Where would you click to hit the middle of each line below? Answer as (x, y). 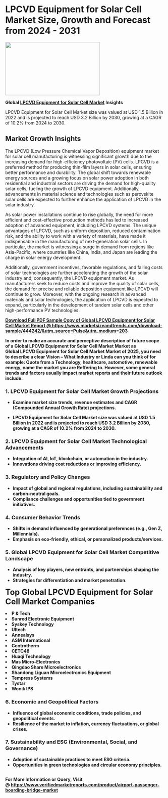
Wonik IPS (23, 689)
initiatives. (24, 504)
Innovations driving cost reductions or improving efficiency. (77, 464)
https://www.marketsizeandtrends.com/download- (107, 325)
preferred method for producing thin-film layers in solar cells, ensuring (78, 167)
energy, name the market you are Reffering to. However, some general (80, 367)
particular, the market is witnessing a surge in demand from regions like (79, 247)
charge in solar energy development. (43, 257)
